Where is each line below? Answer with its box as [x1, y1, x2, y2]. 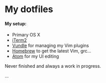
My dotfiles [5, 4, 54, 15]
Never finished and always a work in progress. [5, 63, 101, 69]
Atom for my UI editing [12, 53, 59, 59]
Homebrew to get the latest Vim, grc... [12, 48, 91, 54]
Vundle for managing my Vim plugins [12, 43, 89, 49]
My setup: [5, 20, 27, 26]
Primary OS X [12, 32, 41, 38]
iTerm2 [12, 37, 27, 44]
